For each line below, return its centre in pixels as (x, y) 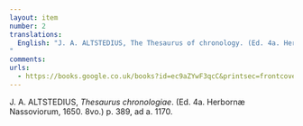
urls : (19, 68)
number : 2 (28, 26)
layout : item (34, 18)
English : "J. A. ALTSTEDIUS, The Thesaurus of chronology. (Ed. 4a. (149, 43)
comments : (28, 59)
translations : (36, 34)
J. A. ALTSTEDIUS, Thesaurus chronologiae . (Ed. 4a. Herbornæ (127, 102)
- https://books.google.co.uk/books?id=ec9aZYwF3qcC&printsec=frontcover (159, 76)
